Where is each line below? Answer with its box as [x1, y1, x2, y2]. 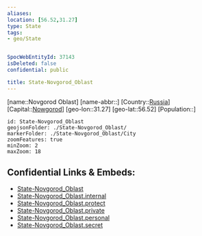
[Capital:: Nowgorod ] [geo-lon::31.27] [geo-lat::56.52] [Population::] [7, 105, 197, 113]
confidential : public [7, 66, 69, 73]
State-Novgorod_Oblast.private [16, 207, 105, 215]
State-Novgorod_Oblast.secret [16, 221, 103, 229]
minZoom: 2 [7, 142, 38, 149]
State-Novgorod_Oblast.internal [16, 192, 107, 200]
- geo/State [7, 36, 41, 42]
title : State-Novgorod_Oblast [7, 79, 94, 86]
